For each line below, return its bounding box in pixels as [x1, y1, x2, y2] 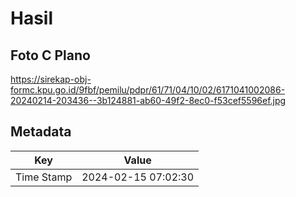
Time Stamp [15, 170, 73, 184]
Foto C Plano [10, 47, 91, 64]
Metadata [10, 123, 72, 141]
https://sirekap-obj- [10, 73, 92, 85]
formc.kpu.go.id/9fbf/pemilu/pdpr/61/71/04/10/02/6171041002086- [10, 84, 286, 96]
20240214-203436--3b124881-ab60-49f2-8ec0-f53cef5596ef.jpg [10, 95, 287, 106]
